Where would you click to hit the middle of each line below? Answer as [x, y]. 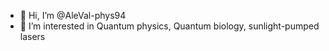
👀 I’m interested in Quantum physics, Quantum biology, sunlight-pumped [169, 26]
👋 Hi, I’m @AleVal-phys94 [73, 15]
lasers [32, 36]
